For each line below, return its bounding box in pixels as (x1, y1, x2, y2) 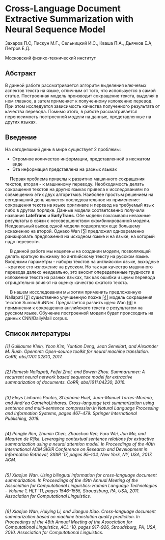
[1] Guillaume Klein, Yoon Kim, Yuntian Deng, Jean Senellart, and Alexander (5, 343, 159, 349)
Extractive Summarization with (5, 13, 134, 25)
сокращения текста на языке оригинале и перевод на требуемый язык (5, 202, 154, 208)
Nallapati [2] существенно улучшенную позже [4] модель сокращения (5, 294, 153, 300)
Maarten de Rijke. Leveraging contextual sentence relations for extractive (5, 436, 154, 442)
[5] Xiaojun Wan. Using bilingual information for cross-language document (5, 472, 157, 478)
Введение (5, 133, 37, 142)
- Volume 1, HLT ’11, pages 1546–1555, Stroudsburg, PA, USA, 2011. (5, 488, 140, 494)
